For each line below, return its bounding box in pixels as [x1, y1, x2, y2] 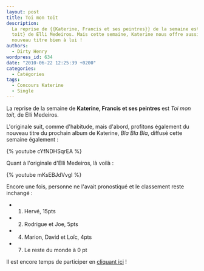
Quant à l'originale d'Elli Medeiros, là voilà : [6, 159, 114, 166]
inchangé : [6, 189, 33, 196]
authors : [6, 43, 29, 49]
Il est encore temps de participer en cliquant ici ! [6, 258, 127, 265]
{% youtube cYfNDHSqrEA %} [6, 147, 82, 155]
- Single [12, 88, 34, 94]
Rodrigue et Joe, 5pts [24, 220, 79, 228]
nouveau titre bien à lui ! [12, 37, 83, 43]
